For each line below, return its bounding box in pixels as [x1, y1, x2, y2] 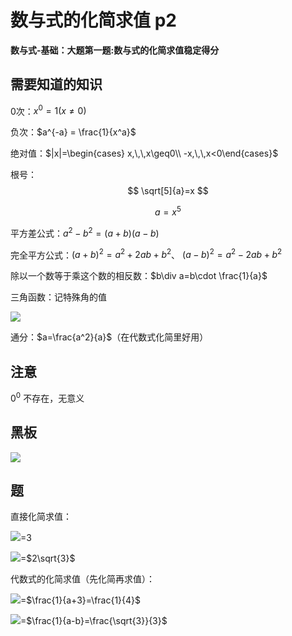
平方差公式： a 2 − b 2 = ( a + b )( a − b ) [10, 226, 160, 239]
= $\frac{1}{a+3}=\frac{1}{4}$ [20, 594, 142, 606]
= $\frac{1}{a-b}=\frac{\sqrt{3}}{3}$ [20, 615, 168, 627]
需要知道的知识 [10, 76, 103, 93]
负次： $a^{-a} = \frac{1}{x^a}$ [10, 126, 137, 138]
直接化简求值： [10, 511, 72, 523]
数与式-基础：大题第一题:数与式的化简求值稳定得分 [10, 44, 220, 56]
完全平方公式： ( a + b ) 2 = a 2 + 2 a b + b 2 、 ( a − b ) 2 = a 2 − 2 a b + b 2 [10, 247, 283, 261]
